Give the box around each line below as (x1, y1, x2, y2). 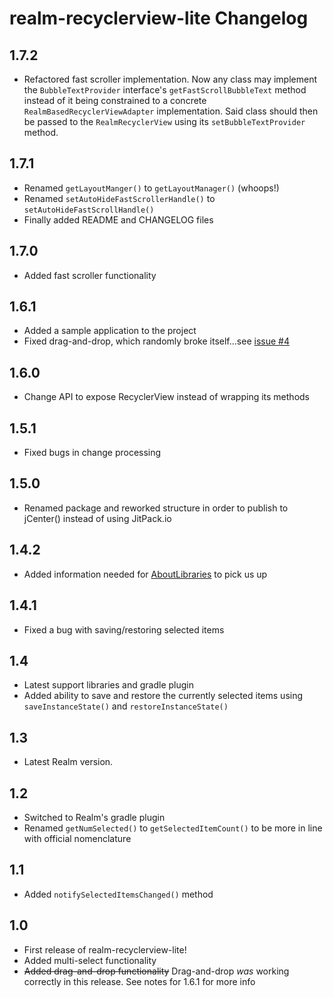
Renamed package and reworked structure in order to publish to (23, 502, 289, 514)
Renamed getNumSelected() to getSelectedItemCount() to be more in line (23, 822, 323, 834)
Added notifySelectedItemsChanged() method (23, 888, 214, 900)
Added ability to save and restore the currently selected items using (23, 690, 304, 702)
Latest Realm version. (23, 756, 114, 768)
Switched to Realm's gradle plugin (23, 811, 166, 823)
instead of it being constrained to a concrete (23, 95, 207, 106)
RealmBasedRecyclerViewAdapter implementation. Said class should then (23, 105, 319, 117)
